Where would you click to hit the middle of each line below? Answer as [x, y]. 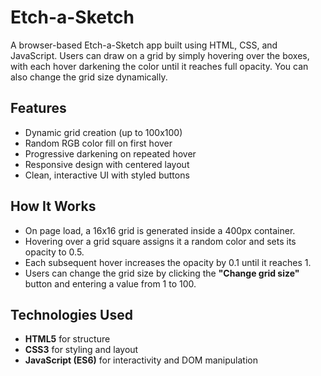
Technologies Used [71, 314]
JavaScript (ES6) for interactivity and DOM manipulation [141, 360]
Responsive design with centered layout [107, 164]
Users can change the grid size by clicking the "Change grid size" [162, 273]
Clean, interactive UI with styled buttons [107, 175]
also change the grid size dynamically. [89, 77]
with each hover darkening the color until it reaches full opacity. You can [159, 66]
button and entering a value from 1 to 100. [110, 283]
